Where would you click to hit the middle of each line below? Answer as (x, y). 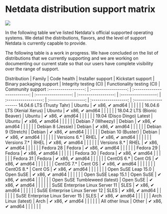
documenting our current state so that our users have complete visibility (79, 63)
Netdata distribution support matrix (80, 9)
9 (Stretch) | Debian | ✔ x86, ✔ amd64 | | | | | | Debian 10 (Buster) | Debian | (83, 132)
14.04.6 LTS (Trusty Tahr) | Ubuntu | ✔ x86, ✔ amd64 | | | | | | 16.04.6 (89, 105)
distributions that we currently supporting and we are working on (72, 58)
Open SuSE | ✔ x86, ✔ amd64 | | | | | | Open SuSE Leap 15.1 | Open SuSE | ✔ (83, 174)
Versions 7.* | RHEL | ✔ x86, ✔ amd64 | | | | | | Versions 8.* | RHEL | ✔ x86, (82, 142)
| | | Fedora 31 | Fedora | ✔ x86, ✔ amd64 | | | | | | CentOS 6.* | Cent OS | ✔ (82, 158)
